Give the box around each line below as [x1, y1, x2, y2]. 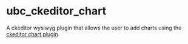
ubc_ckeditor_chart [6, 4, 107, 18]
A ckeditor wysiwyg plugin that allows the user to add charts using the [6, 24, 182, 31]
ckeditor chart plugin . [6, 30, 60, 37]
